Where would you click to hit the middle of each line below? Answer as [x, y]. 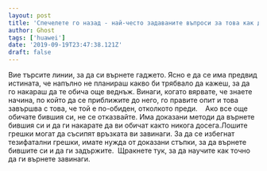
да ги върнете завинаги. [49, 159]
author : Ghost [32, 30]
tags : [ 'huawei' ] [37, 38]
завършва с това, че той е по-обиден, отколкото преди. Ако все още [128, 108]
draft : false [30, 52]
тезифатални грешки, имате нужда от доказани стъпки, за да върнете [128, 142]
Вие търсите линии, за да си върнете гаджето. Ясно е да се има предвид [133, 75]
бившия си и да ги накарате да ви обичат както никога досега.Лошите [128, 125]
